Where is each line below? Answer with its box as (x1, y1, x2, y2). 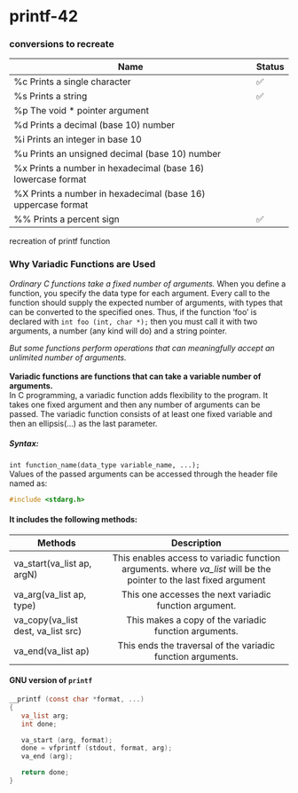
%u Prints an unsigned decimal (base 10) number (13, 148, 222, 161)
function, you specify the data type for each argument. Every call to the (9, 287, 271, 298)
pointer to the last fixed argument (127, 574, 266, 586)
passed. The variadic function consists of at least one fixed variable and (9, 408, 273, 419)
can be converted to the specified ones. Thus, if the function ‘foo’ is (9, 306, 257, 317)
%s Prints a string (13, 90, 88, 103)
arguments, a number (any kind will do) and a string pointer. (9, 326, 228, 336)
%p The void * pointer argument (13, 105, 149, 117)
